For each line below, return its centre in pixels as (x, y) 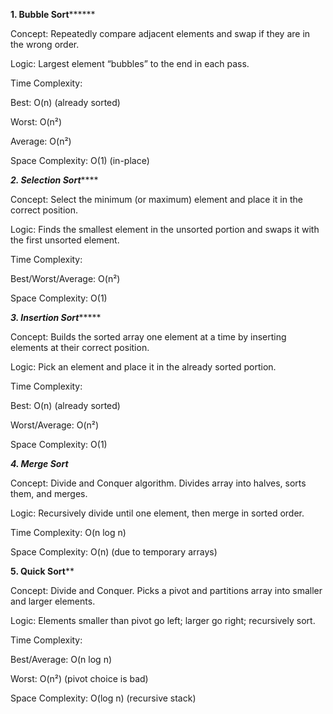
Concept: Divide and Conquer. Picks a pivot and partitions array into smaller (166, 590)
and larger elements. (53, 601)
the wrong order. (45, 44)
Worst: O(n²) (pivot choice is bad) (79, 678)
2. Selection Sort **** (54, 180)
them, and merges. (49, 493)
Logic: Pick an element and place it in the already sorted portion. (143, 367)
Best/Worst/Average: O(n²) (65, 278)
